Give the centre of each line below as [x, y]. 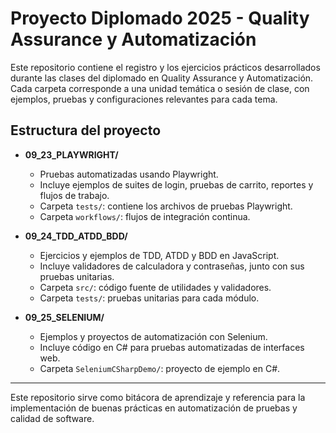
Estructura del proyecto [86, 130]
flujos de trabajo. [74, 195]
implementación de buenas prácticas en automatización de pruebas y [154, 408]
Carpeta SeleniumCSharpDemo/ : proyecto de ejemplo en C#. [160, 368]
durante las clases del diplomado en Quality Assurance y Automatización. [162, 78]
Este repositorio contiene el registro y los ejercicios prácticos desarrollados [165, 67]
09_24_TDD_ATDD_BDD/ [76, 236]
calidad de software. [52, 418]
